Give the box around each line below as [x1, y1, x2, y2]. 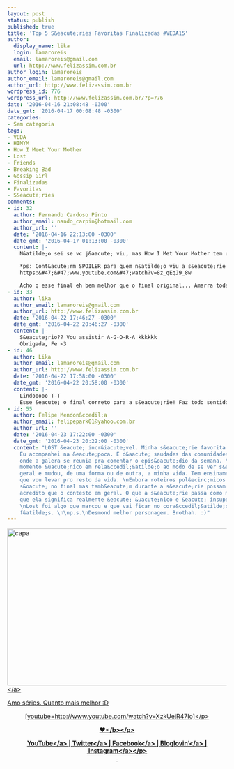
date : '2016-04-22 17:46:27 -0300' [13, 315, 117, 322]
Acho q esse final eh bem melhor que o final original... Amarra [19, 282, 214, 289]
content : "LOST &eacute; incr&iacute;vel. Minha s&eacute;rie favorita [13, 444, 226, 451]
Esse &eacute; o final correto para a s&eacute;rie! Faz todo [19, 398, 204, 405]
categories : [7, 114, 42, 121]
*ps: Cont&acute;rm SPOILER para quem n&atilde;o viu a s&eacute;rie [19, 263, 226, 270]
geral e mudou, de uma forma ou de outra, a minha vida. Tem [19, 470, 201, 477]
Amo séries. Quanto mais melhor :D [7, 699, 109, 707]
